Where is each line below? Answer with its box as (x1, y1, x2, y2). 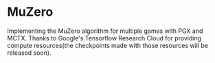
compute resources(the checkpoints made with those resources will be (7, 41, 208, 49)
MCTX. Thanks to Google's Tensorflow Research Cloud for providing (7, 34, 201, 42)
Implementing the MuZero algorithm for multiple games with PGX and (7, 27, 203, 35)
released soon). (7, 49, 52, 57)
